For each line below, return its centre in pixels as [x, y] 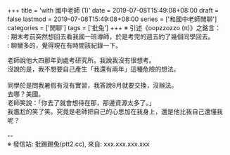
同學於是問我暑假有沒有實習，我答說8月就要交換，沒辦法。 [92, 85]
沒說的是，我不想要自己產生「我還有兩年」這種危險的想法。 [94, 69]
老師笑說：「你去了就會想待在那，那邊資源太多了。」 [81, 103]
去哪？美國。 [26, 94]
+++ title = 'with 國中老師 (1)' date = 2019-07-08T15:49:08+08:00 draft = [113, 10]
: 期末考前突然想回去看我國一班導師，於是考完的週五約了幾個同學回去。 [111, 36]
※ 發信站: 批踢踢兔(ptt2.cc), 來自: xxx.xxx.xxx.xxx [78, 144]
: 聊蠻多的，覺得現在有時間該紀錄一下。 [64, 45]
